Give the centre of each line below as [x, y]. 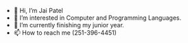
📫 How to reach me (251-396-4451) [65, 33]
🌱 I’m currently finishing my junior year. [69, 25]
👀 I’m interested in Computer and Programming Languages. [97, 18]
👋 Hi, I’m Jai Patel [38, 11]
